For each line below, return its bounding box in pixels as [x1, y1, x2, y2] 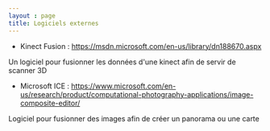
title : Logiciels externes [8, 19, 99, 27]
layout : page [8, 11, 56, 20]
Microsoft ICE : [19, 81, 70, 91]
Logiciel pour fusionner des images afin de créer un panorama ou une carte [8, 113, 260, 123]
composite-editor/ [19, 98, 81, 108]
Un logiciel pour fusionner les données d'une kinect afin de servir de [8, 57, 236, 67]
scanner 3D [8, 65, 48, 75]
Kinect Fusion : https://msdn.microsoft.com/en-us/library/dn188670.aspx [19, 41, 262, 51]
